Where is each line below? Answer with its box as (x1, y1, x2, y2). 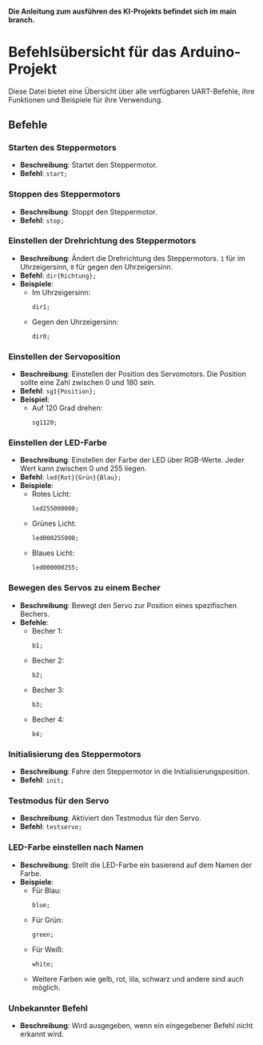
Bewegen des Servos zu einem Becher (8, 583, 161, 594)
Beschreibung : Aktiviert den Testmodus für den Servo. (19, 813, 201, 823)
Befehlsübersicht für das (8, 42, 177, 61)
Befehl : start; (19, 169, 68, 178)
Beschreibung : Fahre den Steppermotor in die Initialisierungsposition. (19, 767, 250, 776)
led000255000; (31, 535, 79, 543)
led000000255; (31, 564, 79, 572)
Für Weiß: (31, 944, 64, 954)
